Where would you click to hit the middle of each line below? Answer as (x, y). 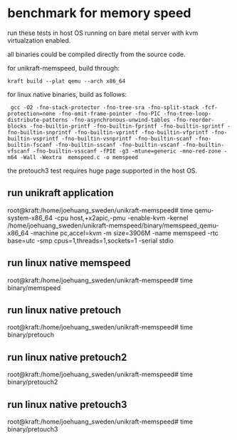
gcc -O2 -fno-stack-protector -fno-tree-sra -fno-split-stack (105, 107)
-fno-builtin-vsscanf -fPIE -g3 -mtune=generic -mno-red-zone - (130, 151)
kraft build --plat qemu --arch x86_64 (67, 81)
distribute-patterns (38, 120)
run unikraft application (60, 193)
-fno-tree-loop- (188, 113)
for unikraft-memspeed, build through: (63, 68)
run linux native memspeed (69, 263)
